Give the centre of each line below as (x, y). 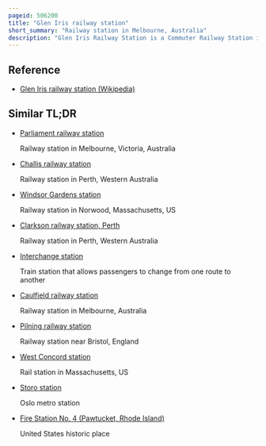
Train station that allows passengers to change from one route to (125, 271)
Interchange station (51, 256)
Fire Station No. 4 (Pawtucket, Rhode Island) (92, 418)
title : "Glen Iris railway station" (68, 23)
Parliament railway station (62, 133)
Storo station (40, 387)
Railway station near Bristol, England (79, 341)
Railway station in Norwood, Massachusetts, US (98, 210)
